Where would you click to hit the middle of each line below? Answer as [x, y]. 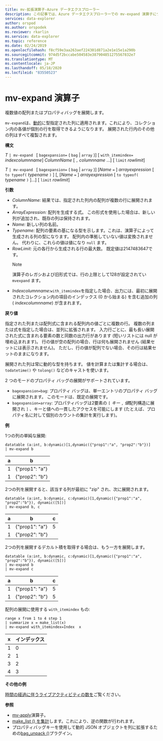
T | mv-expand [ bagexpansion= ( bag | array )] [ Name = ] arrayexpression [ [80, 169]
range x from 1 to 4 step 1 [33, 618]
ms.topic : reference [26, 41]
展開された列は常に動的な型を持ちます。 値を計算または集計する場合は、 [78, 364]
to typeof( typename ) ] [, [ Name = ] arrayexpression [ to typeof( [72, 175]
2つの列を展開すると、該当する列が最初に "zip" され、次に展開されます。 [78, 489]
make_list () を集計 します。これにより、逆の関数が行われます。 [74, 721]
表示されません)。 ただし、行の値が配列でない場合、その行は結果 [87, 348]
